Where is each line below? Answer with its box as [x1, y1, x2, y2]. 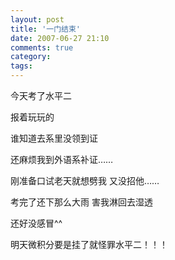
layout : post [10, 14, 65, 25]
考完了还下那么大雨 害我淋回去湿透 [10, 196, 153, 208]
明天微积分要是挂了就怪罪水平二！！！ [10, 239, 168, 250]
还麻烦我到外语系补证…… [10, 154, 114, 165]
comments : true [10, 42, 74, 53]
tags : [10, 61, 33, 71]
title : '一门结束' [10, 24, 82, 34]
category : [10, 52, 52, 62]
